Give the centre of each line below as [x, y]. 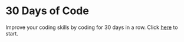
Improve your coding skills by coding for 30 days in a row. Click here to [92, 27]
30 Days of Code [47, 11]
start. [12, 33]
